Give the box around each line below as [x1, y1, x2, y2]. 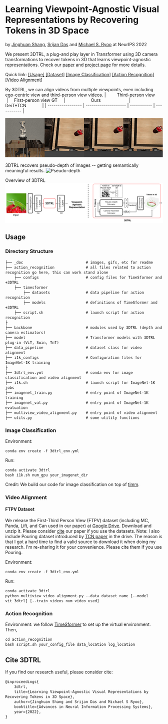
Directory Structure [5, 248, 53, 255]
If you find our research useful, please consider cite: [5, 669, 113, 675]
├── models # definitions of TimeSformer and [23, 300, 157, 305]
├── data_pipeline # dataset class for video [5, 345, 142, 350]
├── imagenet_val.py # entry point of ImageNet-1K [5, 400, 149, 405]
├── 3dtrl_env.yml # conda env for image [5, 370, 133, 375]
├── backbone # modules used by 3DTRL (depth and [5, 325, 162, 330]
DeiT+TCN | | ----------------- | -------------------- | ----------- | [5, 102, 155, 108]
